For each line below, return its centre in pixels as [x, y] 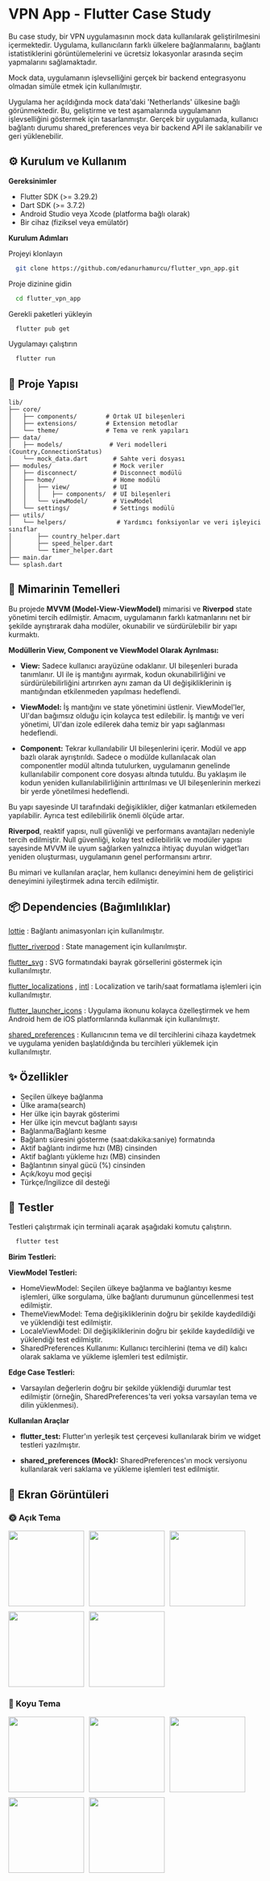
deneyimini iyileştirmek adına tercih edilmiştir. [84, 880]
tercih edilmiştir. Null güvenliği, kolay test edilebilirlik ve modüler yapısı [125, 839]
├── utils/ [27, 516]
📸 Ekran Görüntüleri [58, 1494]
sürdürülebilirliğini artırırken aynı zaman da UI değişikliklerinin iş [126, 683]
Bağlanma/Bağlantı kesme [63, 1130]
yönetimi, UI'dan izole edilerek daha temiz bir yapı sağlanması [123, 724]
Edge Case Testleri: [42, 1372]
